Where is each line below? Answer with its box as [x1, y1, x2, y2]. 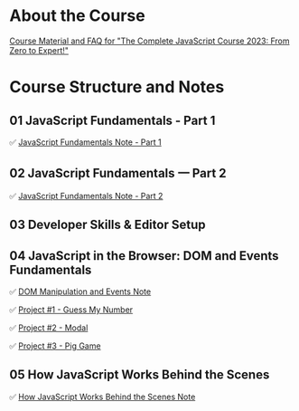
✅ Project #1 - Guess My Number [9, 304, 134, 315]
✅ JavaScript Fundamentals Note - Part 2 [9, 190, 164, 201]
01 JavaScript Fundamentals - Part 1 [9, 112, 216, 128]
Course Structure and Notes [9, 77, 225, 98]
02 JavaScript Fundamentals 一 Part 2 [9, 166, 228, 181]
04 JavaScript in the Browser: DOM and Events [9, 248, 279, 263]
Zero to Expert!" [9, 44, 70, 55]
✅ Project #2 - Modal [9, 322, 89, 333]
